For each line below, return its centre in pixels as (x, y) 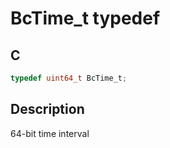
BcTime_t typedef (85, 18)
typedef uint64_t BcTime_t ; (69, 78)
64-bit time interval (50, 133)
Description (47, 109)
